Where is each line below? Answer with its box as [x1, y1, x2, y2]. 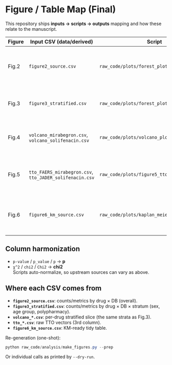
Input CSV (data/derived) [30, 38, 93, 45]
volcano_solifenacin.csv [29, 137, 90, 143]
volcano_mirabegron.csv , [29, 131, 88, 138]
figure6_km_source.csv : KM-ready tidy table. [12, 325, 107, 331]
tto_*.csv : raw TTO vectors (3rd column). [12, 319, 101, 326]
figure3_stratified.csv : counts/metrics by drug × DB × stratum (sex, [12, 303, 160, 309]
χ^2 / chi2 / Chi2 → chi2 [12, 264, 63, 270]
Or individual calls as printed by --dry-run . [5, 354, 95, 360]
